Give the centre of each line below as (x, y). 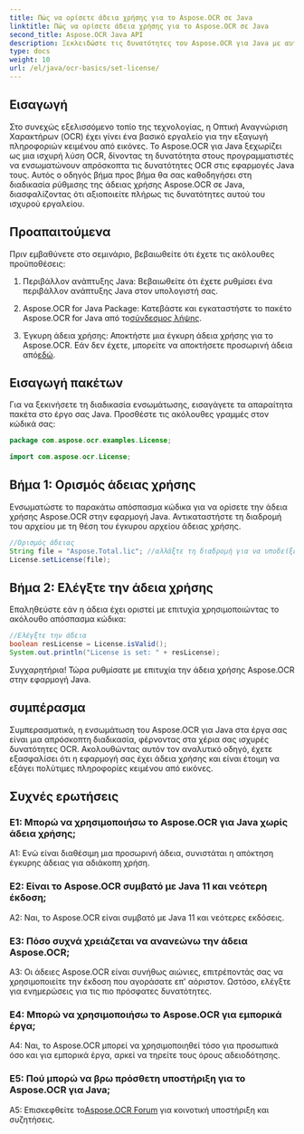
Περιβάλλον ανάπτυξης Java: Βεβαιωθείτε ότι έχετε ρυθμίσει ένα (147, 281)
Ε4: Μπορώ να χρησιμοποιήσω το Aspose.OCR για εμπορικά (146, 1015)
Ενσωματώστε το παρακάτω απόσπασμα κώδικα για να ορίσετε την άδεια (148, 507)
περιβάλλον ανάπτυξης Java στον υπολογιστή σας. (120, 291)
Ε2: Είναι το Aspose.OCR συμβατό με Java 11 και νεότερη (138, 886)
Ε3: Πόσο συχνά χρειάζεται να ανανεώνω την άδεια (128, 940)
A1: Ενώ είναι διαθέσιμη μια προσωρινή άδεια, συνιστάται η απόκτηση (142, 853)
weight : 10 (30, 60)
